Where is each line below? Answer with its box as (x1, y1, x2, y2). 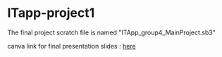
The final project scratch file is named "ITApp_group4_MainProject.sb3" (7, 28, 216, 37)
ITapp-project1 (7, 5, 95, 21)
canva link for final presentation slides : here (7, 42, 136, 50)
